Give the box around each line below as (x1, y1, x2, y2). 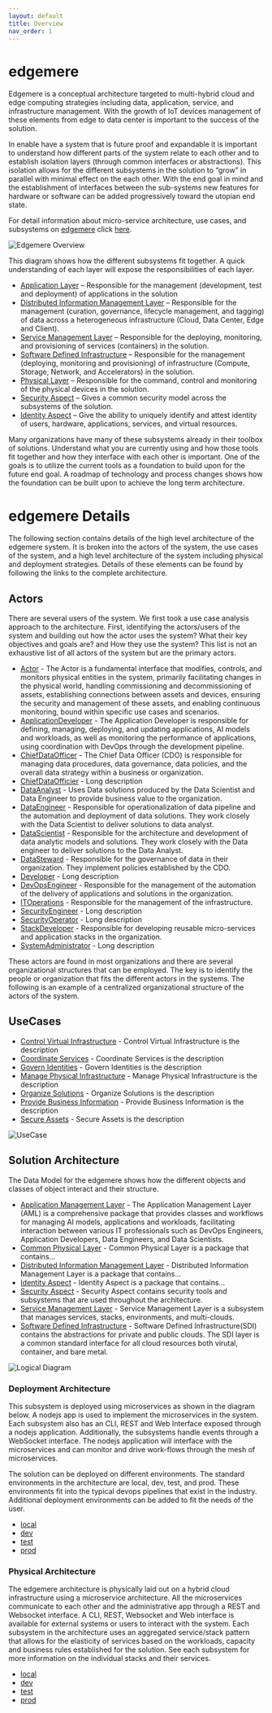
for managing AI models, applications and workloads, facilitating (19, 1217, 235, 1227)
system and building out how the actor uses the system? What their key (8, 630, 248, 640)
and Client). (19, 323, 59, 334)
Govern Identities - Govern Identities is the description (19, 1062, 202, 1072)
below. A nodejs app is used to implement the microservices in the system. (8, 1410, 259, 1420)
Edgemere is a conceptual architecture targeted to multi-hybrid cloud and (8, 89, 255, 99)
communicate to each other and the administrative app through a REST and (8, 1601, 261, 1611)
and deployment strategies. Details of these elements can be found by (8, 560, 244, 569)
